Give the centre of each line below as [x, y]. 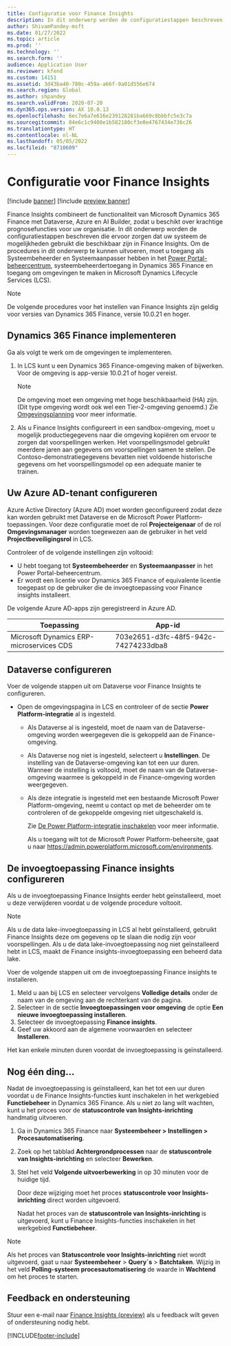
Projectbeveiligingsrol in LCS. [50, 539]
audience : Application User [47, 65]
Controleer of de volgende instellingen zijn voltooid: [80, 552]
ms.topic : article [33, 39]
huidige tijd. [34, 1179]
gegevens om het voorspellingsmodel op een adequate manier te [109, 464]
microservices [34, 645]
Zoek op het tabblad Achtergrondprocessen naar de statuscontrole [114, 1151]
